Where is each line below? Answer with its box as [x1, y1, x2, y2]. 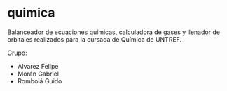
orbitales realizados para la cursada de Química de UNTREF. [7, 35, 182, 43]
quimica [7, 5, 55, 21]
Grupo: [7, 49, 27, 57]
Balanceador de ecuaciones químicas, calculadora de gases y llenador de [7, 28, 221, 36]
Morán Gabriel [17, 69, 60, 78]
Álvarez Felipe [17, 62, 59, 70]
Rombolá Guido [17, 76, 62, 85]
